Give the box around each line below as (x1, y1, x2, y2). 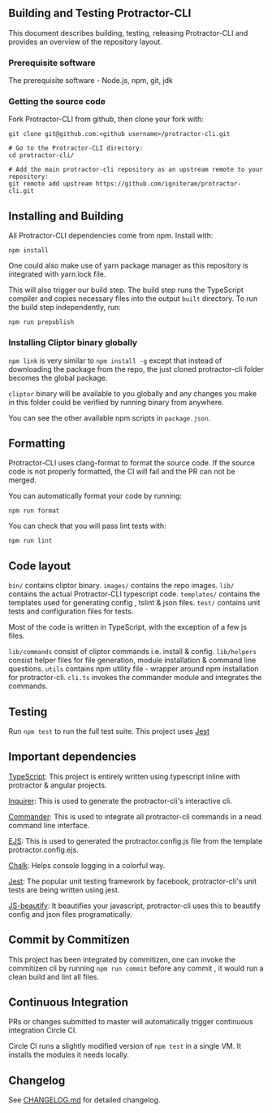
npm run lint (8, 537, 53, 545)
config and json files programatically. (8, 909, 132, 919)
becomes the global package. (8, 373, 108, 382)
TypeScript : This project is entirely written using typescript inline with (8, 771, 241, 781)
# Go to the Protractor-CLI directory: (8, 144, 144, 153)
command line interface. (8, 820, 90, 830)
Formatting (8, 436, 66, 450)
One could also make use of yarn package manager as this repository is (8, 260, 249, 271)
